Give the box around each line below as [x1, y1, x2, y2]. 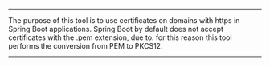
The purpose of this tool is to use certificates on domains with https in [8, 16, 240, 25]
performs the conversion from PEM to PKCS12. [8, 41, 163, 50]
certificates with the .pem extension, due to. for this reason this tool [8, 33, 232, 42]
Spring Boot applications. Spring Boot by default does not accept [8, 25, 223, 33]
